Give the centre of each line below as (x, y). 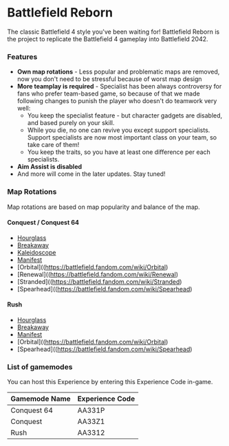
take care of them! (53, 145)
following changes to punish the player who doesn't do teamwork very (117, 101)
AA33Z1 (91, 422)
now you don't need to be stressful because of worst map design (109, 79)
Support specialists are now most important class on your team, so (122, 137)
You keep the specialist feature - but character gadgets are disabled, (125, 115)
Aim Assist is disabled (50, 167)
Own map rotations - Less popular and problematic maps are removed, (118, 72)
